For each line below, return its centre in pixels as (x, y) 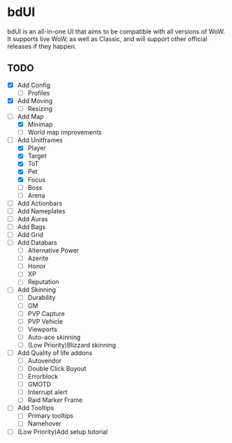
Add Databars (37, 242)
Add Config (34, 85)
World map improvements (65, 133)
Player (37, 148)
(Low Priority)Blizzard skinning (72, 345)
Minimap (40, 125)
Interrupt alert (47, 392)
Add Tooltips (36, 408)
